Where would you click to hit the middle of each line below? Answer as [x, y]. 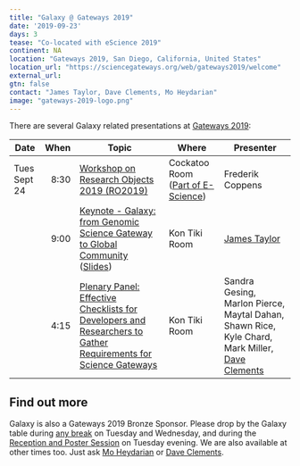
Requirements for [116, 354]
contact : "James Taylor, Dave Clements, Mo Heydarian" [113, 92]
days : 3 [24, 34]
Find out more [49, 402]
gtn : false [29, 84]
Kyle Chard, [248, 337]
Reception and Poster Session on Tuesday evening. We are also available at [148, 443]
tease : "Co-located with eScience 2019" [86, 42]
